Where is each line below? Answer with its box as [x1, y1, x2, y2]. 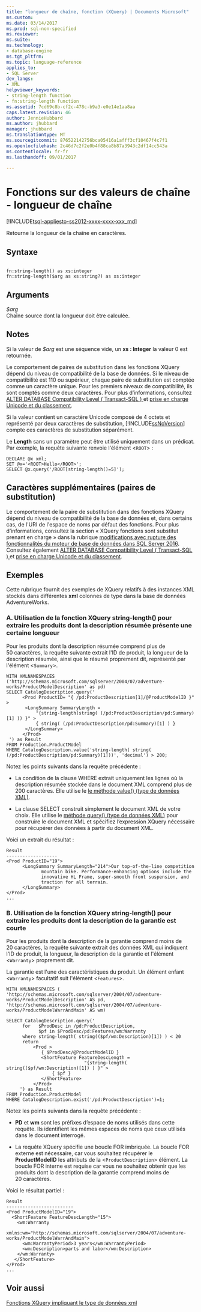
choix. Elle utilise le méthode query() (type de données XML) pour [14, 811, 178, 819]
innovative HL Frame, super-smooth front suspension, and [41, 874, 189, 880]
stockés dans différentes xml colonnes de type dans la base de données [6, 593, 186, 600]
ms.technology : [6, 43, 44, 49]
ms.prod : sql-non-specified [6, 25, 77, 32]
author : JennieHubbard [6, 115, 63, 121]
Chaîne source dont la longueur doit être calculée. [6, 312, 130, 319]
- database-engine [6, 48, 52, 54]
